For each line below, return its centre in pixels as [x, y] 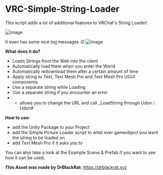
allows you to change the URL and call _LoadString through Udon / [87, 103]
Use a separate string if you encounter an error [60, 92]
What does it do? [23, 51]
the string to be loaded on [38, 138]
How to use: [18, 117]
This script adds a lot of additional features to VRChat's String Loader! [76, 23]
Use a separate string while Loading [49, 87]
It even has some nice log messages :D [45, 42]
